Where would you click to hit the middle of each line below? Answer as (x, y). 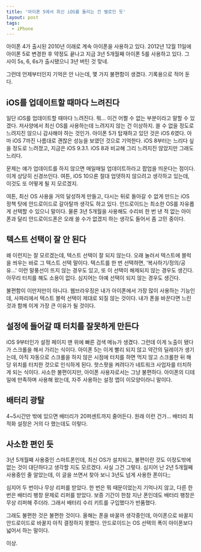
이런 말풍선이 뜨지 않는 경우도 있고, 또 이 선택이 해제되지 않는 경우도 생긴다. (106, 270)
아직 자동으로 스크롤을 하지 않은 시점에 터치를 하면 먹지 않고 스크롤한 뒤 (102, 357)
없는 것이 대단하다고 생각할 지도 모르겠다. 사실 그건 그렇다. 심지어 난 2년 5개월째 (100, 467)
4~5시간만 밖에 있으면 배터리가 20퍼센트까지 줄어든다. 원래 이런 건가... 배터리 (97, 416)
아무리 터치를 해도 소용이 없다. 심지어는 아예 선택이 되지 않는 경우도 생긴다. (93, 278)
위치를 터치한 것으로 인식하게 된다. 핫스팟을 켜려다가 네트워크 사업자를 (94, 364)
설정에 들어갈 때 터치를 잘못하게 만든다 (73, 326)
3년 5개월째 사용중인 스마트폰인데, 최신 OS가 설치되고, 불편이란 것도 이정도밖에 (99, 460)
